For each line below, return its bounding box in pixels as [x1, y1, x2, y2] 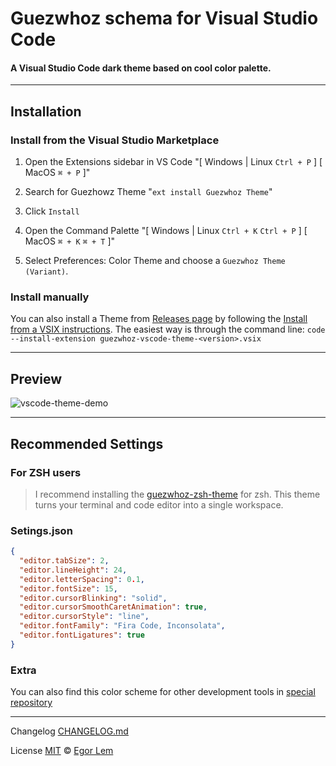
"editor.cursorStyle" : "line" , [19, 612, 150, 622]
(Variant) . [24, 265, 69, 277]
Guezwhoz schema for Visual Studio [10, 7, 319, 30]
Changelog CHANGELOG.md [10, 725, 129, 737]
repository [10, 697, 53, 709]
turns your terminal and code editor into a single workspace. [34, 498, 284, 511]
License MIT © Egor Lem [10, 745, 114, 757]
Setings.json [10, 523, 73, 537]
